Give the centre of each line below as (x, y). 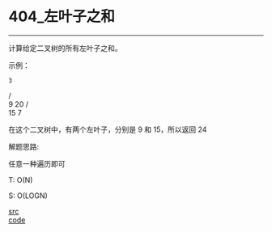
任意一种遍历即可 (37, 163)
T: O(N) (21, 179)
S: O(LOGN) (28, 196)
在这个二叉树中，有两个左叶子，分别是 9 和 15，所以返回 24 (108, 129)
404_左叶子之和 (62, 17)
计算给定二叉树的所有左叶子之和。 (65, 48)
